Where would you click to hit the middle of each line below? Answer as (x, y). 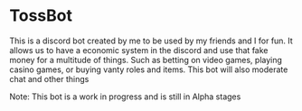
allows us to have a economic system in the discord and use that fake (139, 50)
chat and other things (49, 79)
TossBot (41, 16)
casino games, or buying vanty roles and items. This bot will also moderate (149, 69)
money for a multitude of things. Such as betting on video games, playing (146, 60)
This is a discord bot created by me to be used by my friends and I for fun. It (151, 41)
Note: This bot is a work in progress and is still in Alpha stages (125, 97)
